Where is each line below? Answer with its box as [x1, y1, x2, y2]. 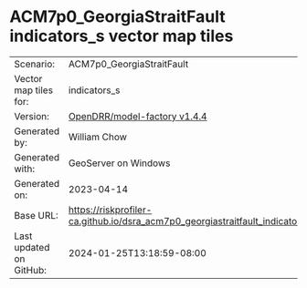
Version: [14, 109, 50, 122]
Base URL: [14, 209, 59, 221]
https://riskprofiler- [68, 203, 153, 216]
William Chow [68, 130, 128, 143]
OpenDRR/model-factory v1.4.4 [68, 109, 207, 122]
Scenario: [14, 57, 56, 70]
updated [14, 241, 50, 253]
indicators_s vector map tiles [9, 26, 234, 46]
